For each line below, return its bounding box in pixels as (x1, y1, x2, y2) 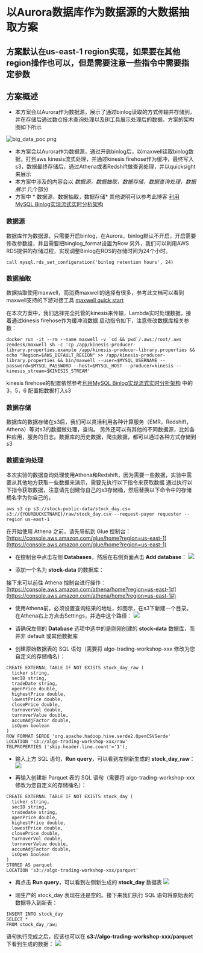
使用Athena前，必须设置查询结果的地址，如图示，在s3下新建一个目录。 (14, 604, 192, 611)
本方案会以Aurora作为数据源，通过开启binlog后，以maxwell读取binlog (14, 148, 189, 155)
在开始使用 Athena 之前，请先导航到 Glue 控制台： (6, 528, 131, 535)
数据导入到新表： (14, 899, 58, 906)
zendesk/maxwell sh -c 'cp (6, 342, 74, 348)
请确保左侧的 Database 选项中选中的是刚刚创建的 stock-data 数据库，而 (14, 625, 195, 632)
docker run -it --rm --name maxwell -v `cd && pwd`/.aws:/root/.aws (6, 336, 182, 342)
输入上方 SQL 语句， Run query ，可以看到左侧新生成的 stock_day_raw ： (14, 755, 195, 762)
